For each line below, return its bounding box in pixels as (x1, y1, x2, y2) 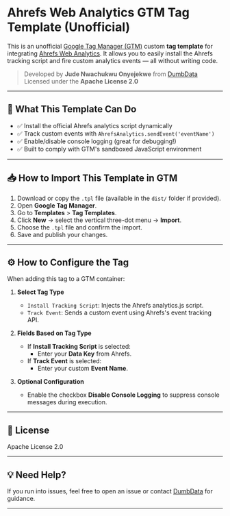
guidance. (7, 495, 36, 502)
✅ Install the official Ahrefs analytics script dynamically (16, 121, 172, 130)
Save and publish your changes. (16, 230, 108, 238)
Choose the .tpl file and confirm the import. (16, 223, 142, 231)
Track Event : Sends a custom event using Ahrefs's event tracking (27, 308, 212, 317)
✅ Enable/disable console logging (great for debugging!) (16, 137, 177, 145)
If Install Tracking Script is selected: (27, 343, 131, 351)
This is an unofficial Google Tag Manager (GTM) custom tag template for (7, 42, 214, 50)
